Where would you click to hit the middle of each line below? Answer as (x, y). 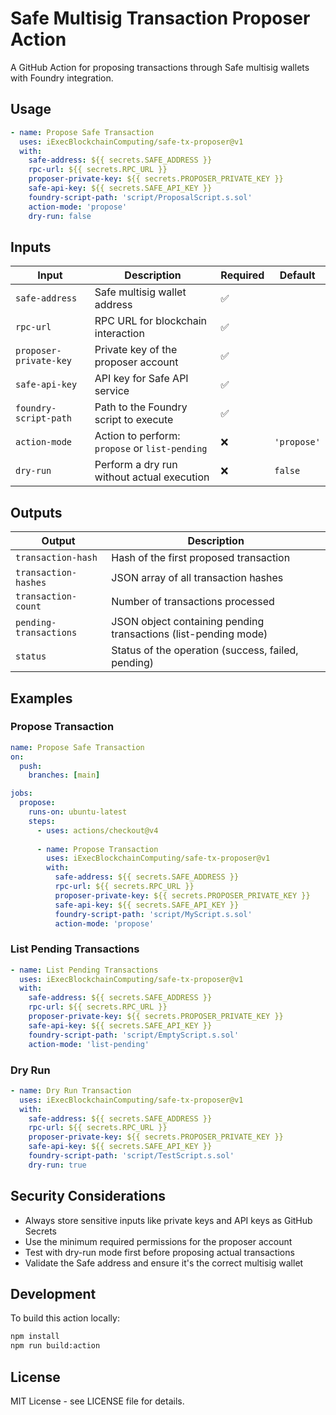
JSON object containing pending (188, 622)
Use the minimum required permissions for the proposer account (158, 1241)
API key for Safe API (141, 379)
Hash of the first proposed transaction (201, 558)
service (112, 391)
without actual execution (152, 477)
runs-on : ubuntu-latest (78, 812)
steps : (42, 821)
